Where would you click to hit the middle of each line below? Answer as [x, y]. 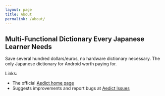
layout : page [19, 10]
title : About [19, 14]
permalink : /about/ [25, 19]
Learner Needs [28, 47]
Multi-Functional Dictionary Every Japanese [75, 39]
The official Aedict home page [43, 83]
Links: [11, 73]
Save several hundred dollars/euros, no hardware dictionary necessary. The [82, 59]
